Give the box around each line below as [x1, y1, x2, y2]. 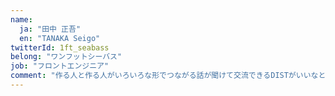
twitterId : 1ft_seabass [10, 42, 110, 53]
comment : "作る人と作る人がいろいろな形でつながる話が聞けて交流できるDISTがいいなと [10, 71, 327, 81]
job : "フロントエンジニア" [10, 61, 110, 71]
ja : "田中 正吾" [19, 24, 82, 34]
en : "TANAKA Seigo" [19, 33, 101, 43]
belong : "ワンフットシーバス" [10, 52, 123, 62]
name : [10, 14, 33, 25]
